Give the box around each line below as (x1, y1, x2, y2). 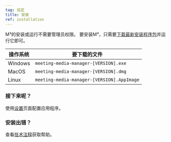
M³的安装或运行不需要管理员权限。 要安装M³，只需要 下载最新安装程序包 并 (5, 31, 161, 38)
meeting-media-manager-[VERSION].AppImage (35, 77, 140, 83)
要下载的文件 (72, 51, 103, 58)
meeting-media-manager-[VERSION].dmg (35, 69, 127, 75)
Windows (8, 60, 31, 67)
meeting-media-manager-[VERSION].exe (35, 60, 127, 66)
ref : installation (5, 17, 44, 22)
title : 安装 (5, 12, 29, 17)
